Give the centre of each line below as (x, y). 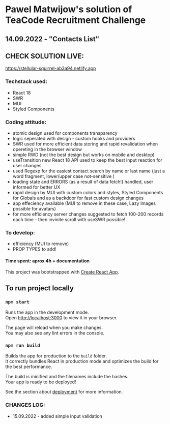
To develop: (20, 232)
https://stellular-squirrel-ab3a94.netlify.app (51, 68)
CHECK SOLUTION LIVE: (45, 56)
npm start (17, 302)
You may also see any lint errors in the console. (55, 333)
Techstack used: (26, 81)
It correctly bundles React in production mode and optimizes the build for (82, 361)
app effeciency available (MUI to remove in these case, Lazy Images (84, 203)
